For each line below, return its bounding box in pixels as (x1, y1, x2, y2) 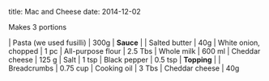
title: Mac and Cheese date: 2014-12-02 (8, 7, 142, 16)
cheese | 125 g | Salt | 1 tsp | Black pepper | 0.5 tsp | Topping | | (8, 55, 221, 64)
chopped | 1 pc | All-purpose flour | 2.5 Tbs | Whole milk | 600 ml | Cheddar (8, 47, 261, 55)
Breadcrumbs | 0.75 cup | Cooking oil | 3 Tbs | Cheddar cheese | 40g (8, 63, 240, 73)
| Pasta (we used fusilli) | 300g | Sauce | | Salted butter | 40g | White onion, (8, 38, 261, 47)
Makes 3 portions (8, 22, 67, 31)
